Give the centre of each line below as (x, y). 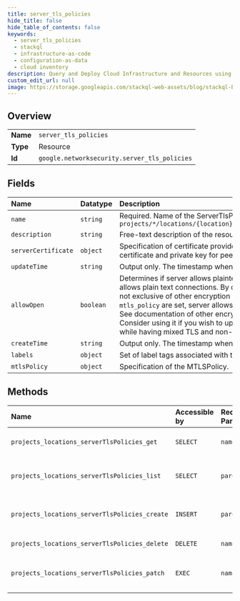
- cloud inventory (41, 67)
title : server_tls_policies (49, 14)
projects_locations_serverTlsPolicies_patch (88, 573)
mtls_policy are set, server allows (176, 305)
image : (17, 87)
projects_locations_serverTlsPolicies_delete (90, 544)
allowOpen (27, 305)
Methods (28, 392)
